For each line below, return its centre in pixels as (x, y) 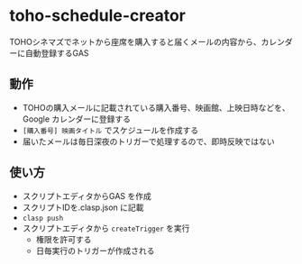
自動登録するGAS (57, 53)
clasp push (43, 218)
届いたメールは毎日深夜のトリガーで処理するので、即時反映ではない (148, 141)
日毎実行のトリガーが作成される (95, 250)
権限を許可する (64, 239)
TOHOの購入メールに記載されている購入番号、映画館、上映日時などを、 (156, 107)
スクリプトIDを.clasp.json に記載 (83, 207)
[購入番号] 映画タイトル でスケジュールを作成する (110, 130)
